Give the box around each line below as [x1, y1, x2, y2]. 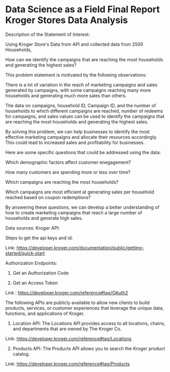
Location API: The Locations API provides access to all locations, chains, [12, 320, 166, 326]
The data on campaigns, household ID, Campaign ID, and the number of [5, 102, 156, 108]
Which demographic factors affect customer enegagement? [5, 159, 131, 165]
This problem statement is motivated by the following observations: [5, 71, 147, 78]
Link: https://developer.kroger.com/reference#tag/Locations [5, 335, 132, 341]
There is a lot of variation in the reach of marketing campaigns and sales [5, 82, 158, 88]
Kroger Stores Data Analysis [5, 14, 128, 26]
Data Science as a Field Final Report [5, 4, 160, 15]
